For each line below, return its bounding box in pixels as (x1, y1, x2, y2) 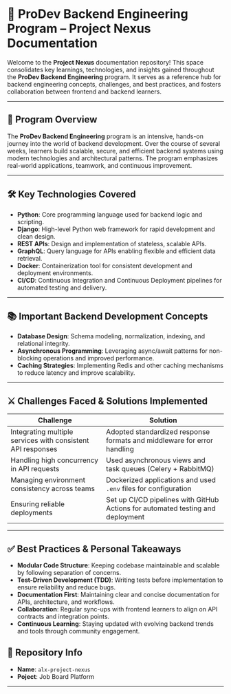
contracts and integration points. (16, 612, 110, 620)
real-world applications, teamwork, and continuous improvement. (7, 161, 192, 169)
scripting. (16, 217, 45, 226)
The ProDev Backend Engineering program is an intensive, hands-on (7, 132, 204, 140)
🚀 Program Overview (7, 113, 98, 126)
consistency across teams (10, 484, 95, 494)
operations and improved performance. (43, 354, 155, 362)
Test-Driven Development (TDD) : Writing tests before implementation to (16, 576, 223, 584)
